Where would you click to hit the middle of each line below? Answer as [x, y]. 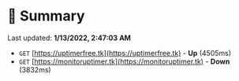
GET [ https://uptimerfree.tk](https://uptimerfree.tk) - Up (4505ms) [125, 53]
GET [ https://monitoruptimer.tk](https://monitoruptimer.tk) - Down [124, 61]
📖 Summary [46, 16]
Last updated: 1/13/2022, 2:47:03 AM [69, 38]
